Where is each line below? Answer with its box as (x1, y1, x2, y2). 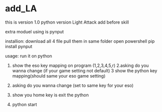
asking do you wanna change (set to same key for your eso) (12, 82, 134, 88)
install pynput (5, 43, 33, 49)
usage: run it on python (5, 53, 53, 59)
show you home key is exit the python (12, 92, 89, 98)
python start (12, 101, 37, 107)
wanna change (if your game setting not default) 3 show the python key (12, 67, 158, 74)
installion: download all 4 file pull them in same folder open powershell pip (5, 38, 155, 44)
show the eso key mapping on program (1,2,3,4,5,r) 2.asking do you (12, 62, 149, 68)
